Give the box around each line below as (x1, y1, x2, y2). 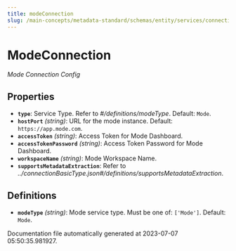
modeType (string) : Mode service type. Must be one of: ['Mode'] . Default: (17, 208, 226, 217)
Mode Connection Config (7, 70, 81, 79)
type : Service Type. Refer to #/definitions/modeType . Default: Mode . (17, 110, 212, 118)
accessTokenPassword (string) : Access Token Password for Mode (17, 139, 204, 148)
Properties (7, 91, 55, 103)
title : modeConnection (7, 10, 74, 18)
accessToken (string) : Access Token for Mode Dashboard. (17, 131, 183, 141)
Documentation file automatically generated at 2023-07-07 (7, 229, 178, 238)
